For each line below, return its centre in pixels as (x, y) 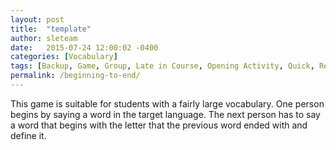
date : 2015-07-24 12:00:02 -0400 (84, 47)
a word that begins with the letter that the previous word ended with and (159, 125)
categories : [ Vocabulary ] (64, 57)
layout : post (37, 19)
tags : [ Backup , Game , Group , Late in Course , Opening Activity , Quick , (162, 66)
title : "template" (51, 29)
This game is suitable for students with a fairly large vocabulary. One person (167, 103)
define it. (28, 135)
